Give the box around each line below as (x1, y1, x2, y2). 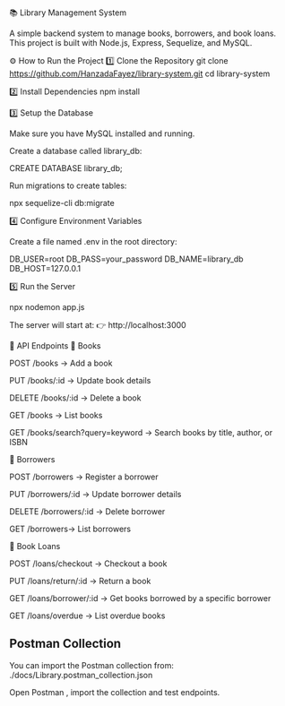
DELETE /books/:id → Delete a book (9, 392, 142, 403)
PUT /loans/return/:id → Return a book (9, 576, 151, 586)
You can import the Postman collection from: (9, 659, 175, 670)
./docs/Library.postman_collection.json (9, 669, 153, 680)
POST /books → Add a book (9, 357, 113, 368)
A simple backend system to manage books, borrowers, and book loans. (9, 28, 276, 39)
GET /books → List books (9, 410, 103, 420)
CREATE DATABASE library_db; (9, 163, 123, 173)
